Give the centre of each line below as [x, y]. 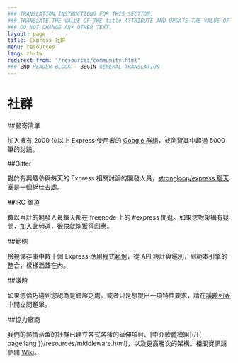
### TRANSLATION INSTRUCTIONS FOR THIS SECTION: [80, 14]
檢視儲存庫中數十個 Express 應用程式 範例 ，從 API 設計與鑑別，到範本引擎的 [118, 256]
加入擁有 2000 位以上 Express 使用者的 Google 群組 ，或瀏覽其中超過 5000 [116, 140]
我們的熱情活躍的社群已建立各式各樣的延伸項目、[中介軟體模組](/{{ [104, 334]
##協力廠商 [24, 319]
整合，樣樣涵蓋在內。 [38, 265]
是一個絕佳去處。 [39, 187]
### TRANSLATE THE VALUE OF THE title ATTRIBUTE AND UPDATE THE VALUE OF [119, 21]
